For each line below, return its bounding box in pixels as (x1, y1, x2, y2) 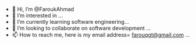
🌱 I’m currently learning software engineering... (11, 18, 130, 25)
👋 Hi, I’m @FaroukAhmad (11, 6, 74, 12)
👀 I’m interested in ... (11, 12, 63, 19)
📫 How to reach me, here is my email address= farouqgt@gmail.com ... (11, 32, 190, 38)
